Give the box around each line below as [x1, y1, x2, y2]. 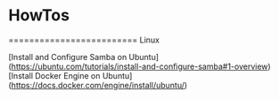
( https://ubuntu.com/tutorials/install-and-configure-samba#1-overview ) [8, 61, 271, 72]
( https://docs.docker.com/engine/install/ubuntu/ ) [8, 80, 188, 90]
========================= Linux [8, 34, 160, 45]
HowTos [8, 5, 70, 26]
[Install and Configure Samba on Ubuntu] [8, 51, 160, 62]
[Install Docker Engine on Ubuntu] [8, 70, 133, 80]
